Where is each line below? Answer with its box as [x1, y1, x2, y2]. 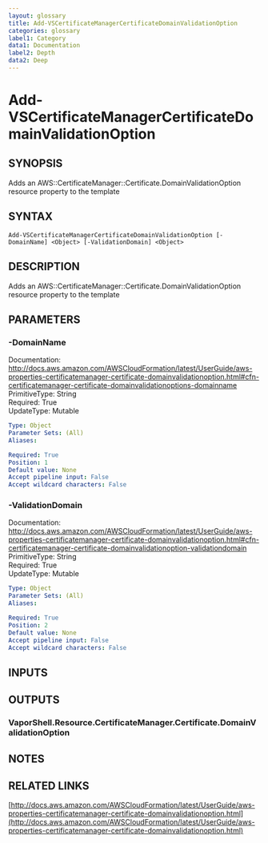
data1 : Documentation [8, 42, 81, 50]
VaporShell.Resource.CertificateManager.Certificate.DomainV [8, 717, 257, 728]
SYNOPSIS [8, 157, 63, 171]
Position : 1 [8, 458, 48, 466]
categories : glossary [8, 26, 81, 34]
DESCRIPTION [8, 260, 80, 273]
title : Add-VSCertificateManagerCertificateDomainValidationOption [8, 19, 238, 27]
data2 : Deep [8, 57, 48, 65]
